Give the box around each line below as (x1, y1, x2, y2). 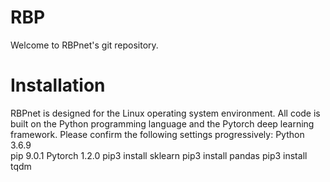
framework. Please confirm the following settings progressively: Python (10, 128, 305, 140)
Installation (10, 74, 106, 97)
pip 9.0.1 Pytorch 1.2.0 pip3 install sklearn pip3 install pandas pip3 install (10, 149, 308, 161)
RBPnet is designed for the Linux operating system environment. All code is (10, 107, 321, 119)
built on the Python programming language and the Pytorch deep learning (10, 117, 315, 130)
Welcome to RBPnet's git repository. (10, 39, 159, 51)
